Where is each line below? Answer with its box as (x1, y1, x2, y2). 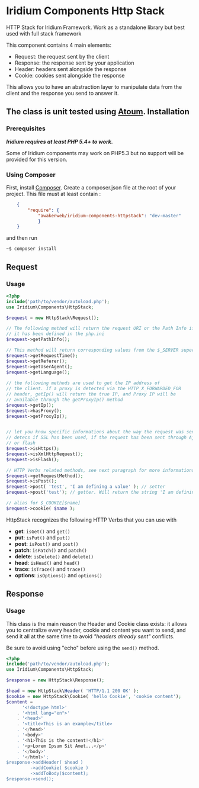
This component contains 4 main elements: (6, 41, 112, 49)
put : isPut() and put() (14, 534, 70, 541)
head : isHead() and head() (14, 559, 80, 566)
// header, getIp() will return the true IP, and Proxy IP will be (6, 391, 176, 397)
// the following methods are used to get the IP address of (6, 380, 161, 386)
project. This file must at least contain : (6, 190, 101, 197)
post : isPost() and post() (14, 540, 79, 547)
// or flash (6, 440, 36, 446)
